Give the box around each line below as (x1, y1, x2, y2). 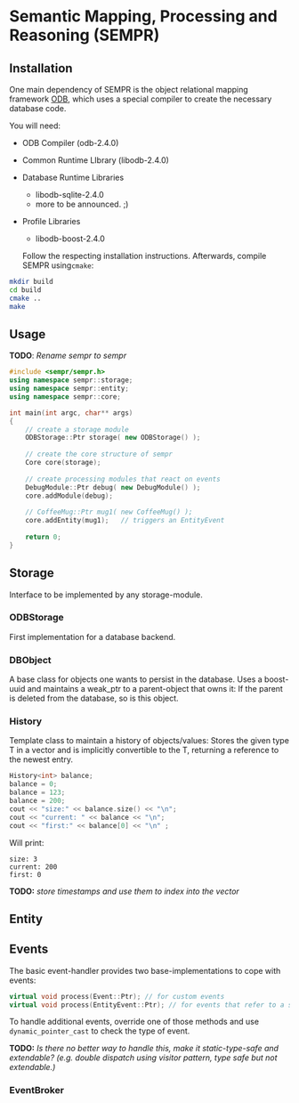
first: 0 (9, 870, 42, 879)
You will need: (9, 120, 61, 131)
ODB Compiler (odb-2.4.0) (21, 138, 119, 148)
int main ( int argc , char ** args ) (9, 408, 133, 418)
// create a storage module (25, 425, 129, 434)
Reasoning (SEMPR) (9, 25, 160, 45)
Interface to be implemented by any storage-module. (9, 589, 203, 600)
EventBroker (9, 1084, 65, 1097)
